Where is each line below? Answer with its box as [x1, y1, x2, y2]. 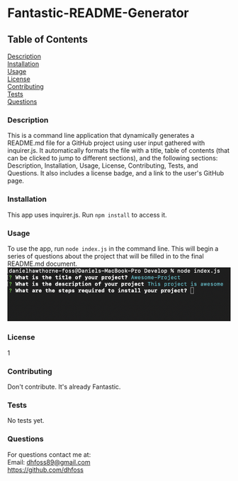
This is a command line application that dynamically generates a [7, 131, 195, 140]
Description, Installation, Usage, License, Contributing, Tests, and [7, 161, 198, 170]
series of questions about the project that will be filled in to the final [7, 252, 204, 260]
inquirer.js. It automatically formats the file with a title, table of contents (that [7, 146, 230, 155]
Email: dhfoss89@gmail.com [7, 458, 91, 466]
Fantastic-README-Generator [7, 5, 189, 21]
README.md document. [7, 259, 78, 268]
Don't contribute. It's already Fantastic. [7, 382, 121, 391]
